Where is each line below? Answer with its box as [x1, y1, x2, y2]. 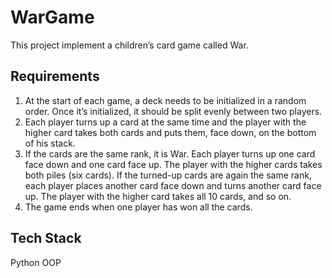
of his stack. [24, 137, 76, 149]
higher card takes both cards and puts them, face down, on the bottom [24, 126, 317, 138]
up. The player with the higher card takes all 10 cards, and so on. [24, 190, 292, 202]
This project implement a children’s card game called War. [10, 39, 249, 51]
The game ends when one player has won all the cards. [24, 201, 253, 213]
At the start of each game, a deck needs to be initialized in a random [24, 94, 307, 106]
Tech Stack [10, 230, 82, 247]
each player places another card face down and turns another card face [24, 179, 322, 191]
